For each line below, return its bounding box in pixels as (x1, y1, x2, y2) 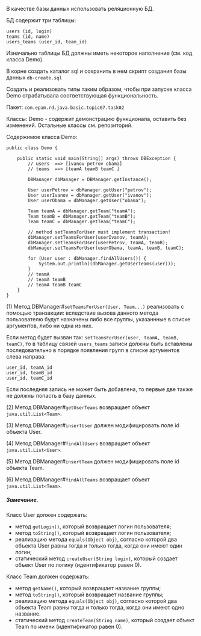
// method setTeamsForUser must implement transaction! (28, 229, 171, 235)
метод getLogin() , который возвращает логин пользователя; (14, 523, 172, 530)
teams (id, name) (6, 34, 50, 40)
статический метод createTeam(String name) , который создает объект (14, 616, 195, 623)
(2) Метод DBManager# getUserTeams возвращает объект (6, 404, 150, 411)
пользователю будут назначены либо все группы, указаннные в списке (6, 316, 191, 323)
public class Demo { (6, 145, 58, 151)
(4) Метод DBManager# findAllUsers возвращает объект (6, 440, 150, 447)
